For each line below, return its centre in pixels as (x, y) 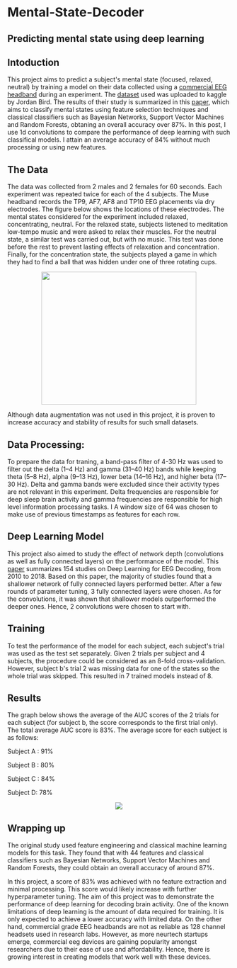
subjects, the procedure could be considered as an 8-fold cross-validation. (117, 660)
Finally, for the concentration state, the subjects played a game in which (112, 254)
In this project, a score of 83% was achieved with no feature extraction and (117, 882)
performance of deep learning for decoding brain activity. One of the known (118, 904)
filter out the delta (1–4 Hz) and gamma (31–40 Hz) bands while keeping (112, 469)
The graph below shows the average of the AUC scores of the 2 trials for (113, 715)
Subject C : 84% (31, 779)
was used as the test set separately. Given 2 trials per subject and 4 (106, 653)
